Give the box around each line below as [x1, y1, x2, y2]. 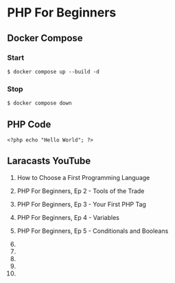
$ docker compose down [7, 100, 72, 107]
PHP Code [7, 118, 51, 130]
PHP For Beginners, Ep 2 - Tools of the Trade [16, 187, 145, 195]
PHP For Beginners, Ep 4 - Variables [16, 213, 120, 221]
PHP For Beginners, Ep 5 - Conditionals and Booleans [16, 227, 169, 235]
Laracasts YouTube [7, 155, 91, 167]
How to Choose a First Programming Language [16, 173, 150, 181]
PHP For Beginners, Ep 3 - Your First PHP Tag [16, 200, 146, 208]
